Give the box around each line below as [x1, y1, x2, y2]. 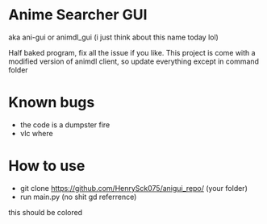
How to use [8, 157, 86, 175]
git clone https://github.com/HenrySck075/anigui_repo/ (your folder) [19, 183, 248, 193]
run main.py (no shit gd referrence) [19, 192, 137, 201]
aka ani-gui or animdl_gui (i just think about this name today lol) [8, 32, 219, 42]
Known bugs [8, 93, 95, 112]
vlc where [19, 128, 54, 138]
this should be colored [8, 207, 83, 217]
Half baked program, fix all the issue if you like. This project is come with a [8, 48, 256, 57]
